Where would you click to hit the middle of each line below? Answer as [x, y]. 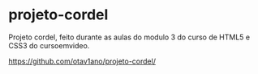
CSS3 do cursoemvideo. [49, 45]
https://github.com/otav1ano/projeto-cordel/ [82, 61]
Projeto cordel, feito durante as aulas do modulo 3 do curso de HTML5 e [129, 37]
